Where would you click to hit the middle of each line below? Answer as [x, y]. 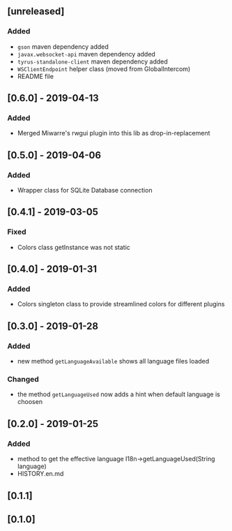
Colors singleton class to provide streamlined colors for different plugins [121, 304]
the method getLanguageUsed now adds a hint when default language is [119, 394]
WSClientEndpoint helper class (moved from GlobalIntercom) [104, 68]
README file [36, 76]
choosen [30, 402]
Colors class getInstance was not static [74, 247]
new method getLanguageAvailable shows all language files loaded [113, 361]
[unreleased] [36, 12]
